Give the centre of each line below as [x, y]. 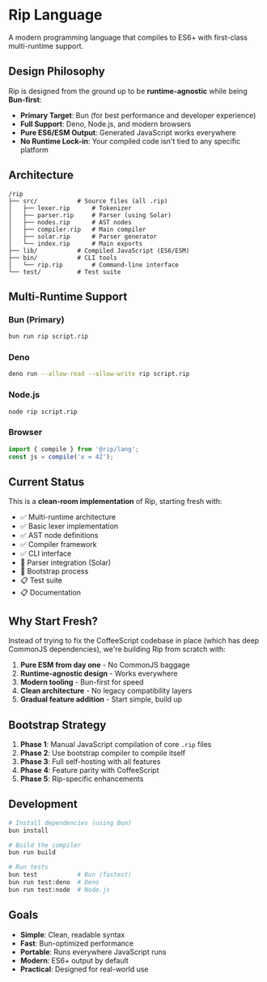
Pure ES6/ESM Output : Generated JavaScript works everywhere [128, 132]
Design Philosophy [57, 72]
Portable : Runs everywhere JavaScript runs [93, 952]
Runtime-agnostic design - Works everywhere [99, 673]
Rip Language [55, 15]
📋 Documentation [51, 592]
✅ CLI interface [46, 553]
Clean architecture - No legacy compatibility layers [106, 691]
